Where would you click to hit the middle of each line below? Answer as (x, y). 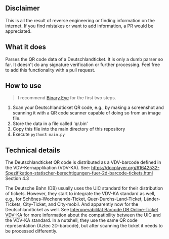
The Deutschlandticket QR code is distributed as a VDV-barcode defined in (83, 162)
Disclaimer (23, 8)
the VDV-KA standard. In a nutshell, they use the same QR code (71, 220)
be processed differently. (31, 231)
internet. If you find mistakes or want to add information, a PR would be (79, 26)
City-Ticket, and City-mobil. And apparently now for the (80, 204)
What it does (26, 47)
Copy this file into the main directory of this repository (69, 129)
